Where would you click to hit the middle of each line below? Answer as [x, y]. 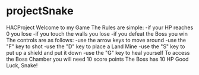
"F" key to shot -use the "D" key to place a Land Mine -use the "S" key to [96, 46]
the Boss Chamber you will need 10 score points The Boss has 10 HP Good [97, 59]
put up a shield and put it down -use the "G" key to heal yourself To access [98, 52]
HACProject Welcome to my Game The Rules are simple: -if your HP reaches [100, 27]
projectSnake [40, 11]
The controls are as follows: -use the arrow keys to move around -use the [96, 40]
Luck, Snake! [22, 65]
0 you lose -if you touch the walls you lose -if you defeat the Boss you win [97, 33]
